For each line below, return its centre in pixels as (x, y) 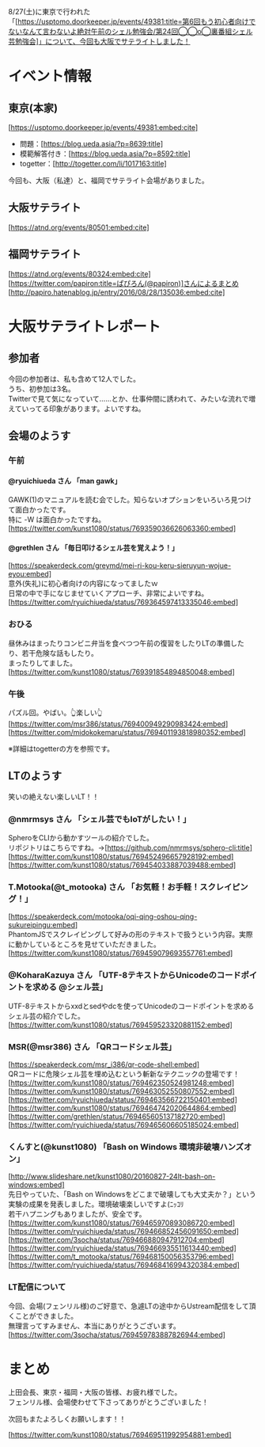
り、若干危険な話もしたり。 (53, 653)
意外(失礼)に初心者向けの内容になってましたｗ (83, 584)
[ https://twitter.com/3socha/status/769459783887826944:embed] (117, 1335)
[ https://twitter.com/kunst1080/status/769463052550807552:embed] (121, 1091)
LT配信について (37, 1287)
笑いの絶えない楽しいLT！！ (54, 796)
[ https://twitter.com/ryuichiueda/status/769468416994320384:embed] (124, 1265)
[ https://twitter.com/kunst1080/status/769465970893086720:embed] (122, 1223)
